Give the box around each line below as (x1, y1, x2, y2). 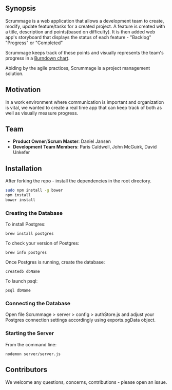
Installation (5, 164, 42, 173)
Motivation (5, 85, 41, 94)
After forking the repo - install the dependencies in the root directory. (5, 178, 151, 184)
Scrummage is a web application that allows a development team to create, (5, 17, 164, 24)
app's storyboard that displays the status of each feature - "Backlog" (5, 34, 151, 40)
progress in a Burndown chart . (5, 55, 70, 61)
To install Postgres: (5, 221, 46, 228)
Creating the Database (5, 209, 63, 216)
